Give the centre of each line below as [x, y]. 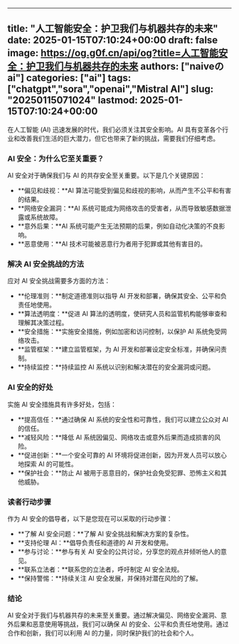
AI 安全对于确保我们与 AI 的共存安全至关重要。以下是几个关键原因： [106, 176]
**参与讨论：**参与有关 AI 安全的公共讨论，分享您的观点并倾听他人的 [119, 551]
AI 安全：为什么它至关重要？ [56, 159]
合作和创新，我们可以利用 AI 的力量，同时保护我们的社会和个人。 [102, 633]
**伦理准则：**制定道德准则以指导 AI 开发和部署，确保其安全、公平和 [119, 296]
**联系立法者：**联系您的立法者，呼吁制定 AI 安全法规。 [100, 569]
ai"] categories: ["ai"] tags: [69, 78]
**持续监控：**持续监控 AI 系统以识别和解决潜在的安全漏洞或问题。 [116, 367]
